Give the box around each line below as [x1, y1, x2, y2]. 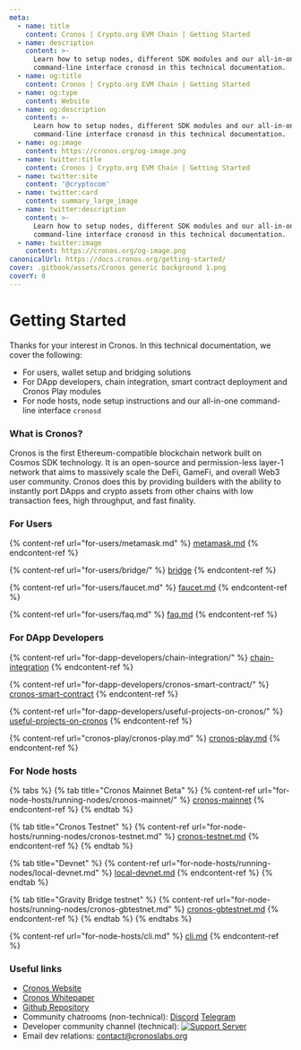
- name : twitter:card [17, 188, 99, 197]
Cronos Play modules [21, 386, 101, 396]
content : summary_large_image [25, 196, 139, 206]
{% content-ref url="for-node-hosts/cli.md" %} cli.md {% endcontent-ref [9, 930, 279, 942]
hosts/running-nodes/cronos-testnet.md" [9, 830, 163, 841]
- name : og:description [17, 105, 106, 114]
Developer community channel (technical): [21, 1021, 180, 1032]
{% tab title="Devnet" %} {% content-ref [9, 857, 159, 868]
